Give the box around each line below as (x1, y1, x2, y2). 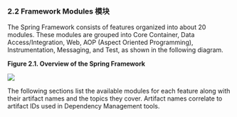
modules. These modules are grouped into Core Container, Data (7, 31, 195, 39)
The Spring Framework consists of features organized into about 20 (7, 23, 206, 31)
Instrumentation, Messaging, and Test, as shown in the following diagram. (7, 46, 224, 54)
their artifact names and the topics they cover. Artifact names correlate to (7, 94, 223, 103)
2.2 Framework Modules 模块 (7, 6, 110, 16)
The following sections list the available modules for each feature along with (7, 87, 231, 96)
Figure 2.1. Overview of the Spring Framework (7, 59, 146, 68)
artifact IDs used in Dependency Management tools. (7, 102, 160, 111)
